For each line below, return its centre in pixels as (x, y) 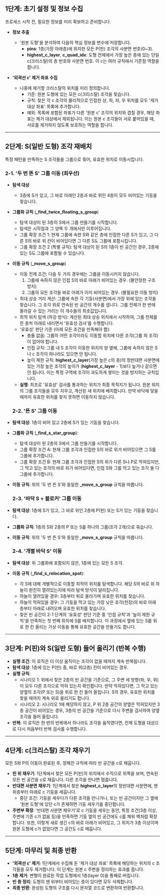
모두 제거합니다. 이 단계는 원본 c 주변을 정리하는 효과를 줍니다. (85, 869)
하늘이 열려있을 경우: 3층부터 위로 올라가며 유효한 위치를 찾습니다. (82, 596)
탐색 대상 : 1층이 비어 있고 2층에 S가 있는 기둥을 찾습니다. (66, 422)
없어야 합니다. (45, 341)
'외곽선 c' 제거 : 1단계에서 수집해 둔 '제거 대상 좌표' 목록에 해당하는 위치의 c (83, 863)
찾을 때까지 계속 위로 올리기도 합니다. (55, 698)
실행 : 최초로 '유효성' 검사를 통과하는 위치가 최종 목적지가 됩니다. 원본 (85, 385)
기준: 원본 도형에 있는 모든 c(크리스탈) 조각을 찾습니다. (79, 94)
